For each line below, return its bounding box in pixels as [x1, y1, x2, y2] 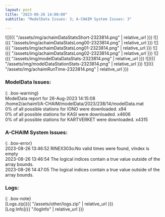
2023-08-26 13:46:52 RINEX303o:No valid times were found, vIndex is [5, 145, 150, 151]
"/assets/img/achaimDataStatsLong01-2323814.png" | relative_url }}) [11, 45, 152, 51]
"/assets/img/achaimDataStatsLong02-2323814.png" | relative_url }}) [11, 50, 153, 56]
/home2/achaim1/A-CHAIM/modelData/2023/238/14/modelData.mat [5, 101, 144, 107]
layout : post [5, 7, 32, 12]
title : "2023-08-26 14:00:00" [5, 12, 68, 17]
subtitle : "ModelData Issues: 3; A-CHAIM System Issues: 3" [5, 16, 132, 21]
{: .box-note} [5, 196, 31, 202]
